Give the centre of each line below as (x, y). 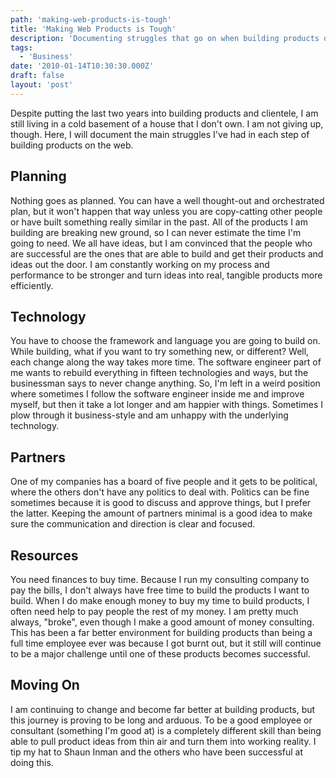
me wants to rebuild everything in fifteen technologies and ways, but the (159, 373)
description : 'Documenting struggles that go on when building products (165, 38)
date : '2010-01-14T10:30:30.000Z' (82, 66)
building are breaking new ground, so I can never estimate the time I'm (156, 232)
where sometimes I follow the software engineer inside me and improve (157, 394)
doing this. (32, 762)
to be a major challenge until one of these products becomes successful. (161, 654)
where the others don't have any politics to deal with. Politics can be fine (160, 492)
